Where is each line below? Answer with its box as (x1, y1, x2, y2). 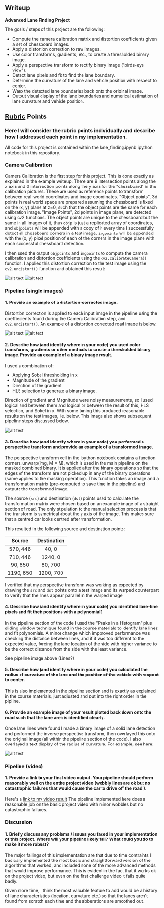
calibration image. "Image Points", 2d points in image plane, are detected (5, 209, 152, 215)
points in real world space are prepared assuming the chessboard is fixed (5, 199, 153, 205)
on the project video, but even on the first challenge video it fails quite (5, 873, 146, 879)
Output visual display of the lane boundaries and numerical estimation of (12, 93, 159, 99)
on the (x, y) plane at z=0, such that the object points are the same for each (5, 204, 157, 210)
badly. (5, 878, 18, 884)
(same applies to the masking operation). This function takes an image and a (5, 476, 159, 482)
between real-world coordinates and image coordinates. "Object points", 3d (5, 193, 158, 200)
